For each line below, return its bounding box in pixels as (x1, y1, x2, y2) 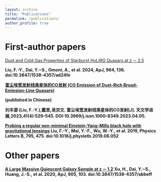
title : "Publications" (5, 12, 51, 17)
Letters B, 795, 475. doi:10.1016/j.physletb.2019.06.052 (5, 133, 119, 139)
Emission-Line (5, 88, 35, 94)
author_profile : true (5, 20, 49, 26)
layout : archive (5, 7, 38, 12)
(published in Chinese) (5, 97, 52, 103)
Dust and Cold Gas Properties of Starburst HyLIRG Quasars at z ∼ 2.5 (5, 58, 145, 64)
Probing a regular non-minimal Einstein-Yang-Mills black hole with (5, 123, 142, 129)
